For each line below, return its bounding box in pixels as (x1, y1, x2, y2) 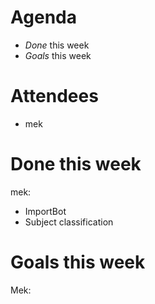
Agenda (10, 6, 77, 29)
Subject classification (24, 216, 114, 228)
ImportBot (24, 205, 67, 217)
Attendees (10, 85, 99, 108)
